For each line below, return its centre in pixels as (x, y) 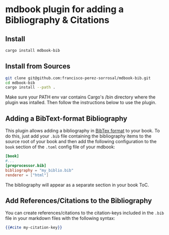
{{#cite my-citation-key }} (34, 228)
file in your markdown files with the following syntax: (60, 218)
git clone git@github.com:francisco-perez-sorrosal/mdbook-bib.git (78, 78)
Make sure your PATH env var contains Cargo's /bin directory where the (80, 97)
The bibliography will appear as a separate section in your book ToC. (77, 185)
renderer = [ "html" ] (27, 175)
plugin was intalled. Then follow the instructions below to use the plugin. (81, 103)
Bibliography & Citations (57, 20)
